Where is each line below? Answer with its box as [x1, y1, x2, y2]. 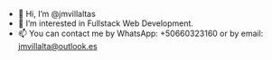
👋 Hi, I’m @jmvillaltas [17, 9, 97, 19]
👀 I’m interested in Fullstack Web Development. [17, 18, 194, 29]
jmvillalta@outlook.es [17, 41, 98, 51]
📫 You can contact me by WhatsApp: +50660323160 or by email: [17, 28, 264, 39]
